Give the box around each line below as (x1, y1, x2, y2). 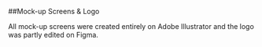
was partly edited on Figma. (8, 31, 98, 39)
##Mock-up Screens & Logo (8, 7, 100, 16)
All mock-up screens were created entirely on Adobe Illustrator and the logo (8, 22, 254, 31)
